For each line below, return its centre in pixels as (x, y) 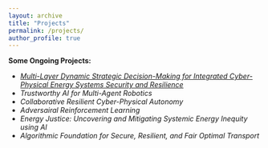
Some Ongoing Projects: (50, 61)
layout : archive (35, 16)
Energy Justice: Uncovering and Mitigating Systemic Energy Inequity (134, 119)
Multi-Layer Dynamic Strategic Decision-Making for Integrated (124, 76)
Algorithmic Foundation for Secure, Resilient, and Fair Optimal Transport (140, 136)
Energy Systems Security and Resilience (117, 85)
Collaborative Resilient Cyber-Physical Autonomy (102, 102)
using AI (34, 127)
